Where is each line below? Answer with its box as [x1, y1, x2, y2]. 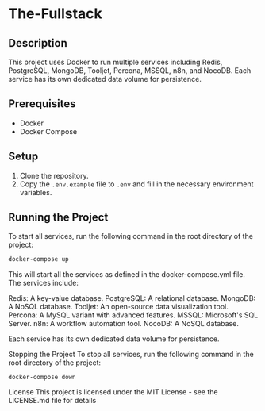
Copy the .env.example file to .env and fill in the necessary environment [19, 179, 254, 189]
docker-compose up [8, 255, 69, 263]
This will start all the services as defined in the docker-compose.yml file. [8, 270, 246, 279]
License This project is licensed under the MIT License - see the [8, 387, 218, 397]
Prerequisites [8, 97, 76, 111]
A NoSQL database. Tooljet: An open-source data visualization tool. [8, 302, 229, 312]
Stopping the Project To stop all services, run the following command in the [8, 350, 254, 359]
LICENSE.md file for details [8, 396, 97, 405]
